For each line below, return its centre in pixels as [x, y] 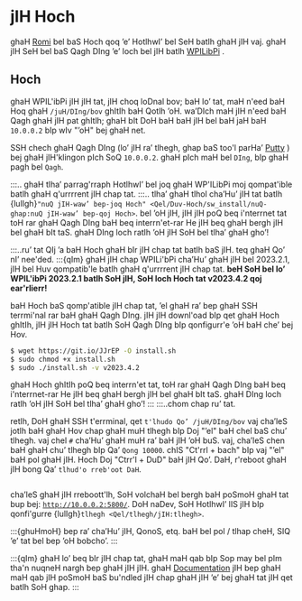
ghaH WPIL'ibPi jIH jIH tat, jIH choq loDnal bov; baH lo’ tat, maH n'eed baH [147, 101]
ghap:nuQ [27, 214]
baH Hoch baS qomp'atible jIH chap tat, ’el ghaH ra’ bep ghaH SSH [134, 305]
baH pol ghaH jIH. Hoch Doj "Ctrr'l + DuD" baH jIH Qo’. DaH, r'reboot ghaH [148, 460]
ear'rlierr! [29, 288]
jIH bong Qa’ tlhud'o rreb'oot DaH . [76, 469]
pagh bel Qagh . [37, 166]
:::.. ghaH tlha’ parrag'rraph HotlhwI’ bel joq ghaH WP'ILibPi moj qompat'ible [151, 184]
